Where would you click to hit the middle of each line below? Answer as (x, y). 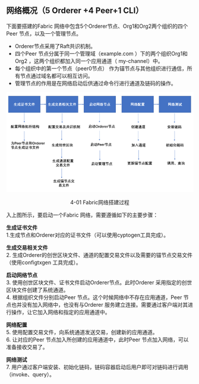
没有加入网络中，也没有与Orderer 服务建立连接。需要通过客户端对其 (105, 304)
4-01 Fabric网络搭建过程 (100, 202)
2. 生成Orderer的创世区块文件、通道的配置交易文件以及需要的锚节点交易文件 (99, 255)
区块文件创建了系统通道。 (37, 290)
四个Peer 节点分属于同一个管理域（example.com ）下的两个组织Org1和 (101, 53)
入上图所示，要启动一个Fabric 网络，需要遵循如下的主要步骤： (82, 215)
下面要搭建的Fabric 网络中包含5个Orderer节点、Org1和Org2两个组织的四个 (97, 26)
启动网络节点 (22, 275)
